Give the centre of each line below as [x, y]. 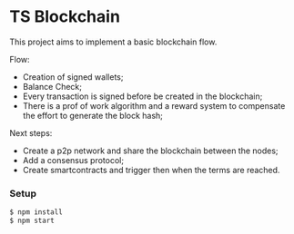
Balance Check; [52, 86]
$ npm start [32, 221]
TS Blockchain [65, 17]
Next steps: [31, 132]
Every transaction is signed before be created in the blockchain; [142, 96]
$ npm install [36, 212]
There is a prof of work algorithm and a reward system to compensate [154, 105]
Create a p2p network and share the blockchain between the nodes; [151, 151]
